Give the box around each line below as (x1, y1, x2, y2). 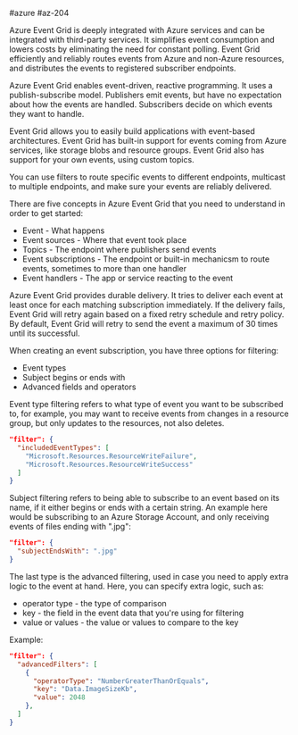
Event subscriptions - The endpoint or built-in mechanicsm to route (21, 254, 270, 264)
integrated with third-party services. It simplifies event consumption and (9, 35, 275, 45)
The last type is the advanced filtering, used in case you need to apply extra (9, 571, 289, 581)
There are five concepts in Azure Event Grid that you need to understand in (9, 198, 286, 209)
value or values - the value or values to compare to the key (21, 616, 239, 628)
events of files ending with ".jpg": (9, 522, 131, 532)
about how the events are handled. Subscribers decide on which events (9, 99, 274, 110)
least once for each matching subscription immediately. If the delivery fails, (9, 299, 286, 310)
